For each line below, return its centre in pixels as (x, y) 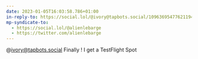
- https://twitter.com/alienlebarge (56, 33)
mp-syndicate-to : (27, 22)
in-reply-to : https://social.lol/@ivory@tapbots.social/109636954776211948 (101, 17)
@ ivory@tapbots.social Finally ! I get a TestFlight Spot (72, 50)
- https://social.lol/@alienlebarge (56, 28)
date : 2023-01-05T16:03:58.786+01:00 (52, 11)
